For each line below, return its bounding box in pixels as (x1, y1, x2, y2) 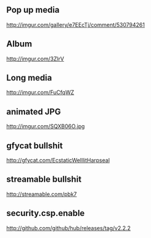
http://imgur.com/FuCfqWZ (6, 88, 75, 96)
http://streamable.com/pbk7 (6, 190, 78, 198)
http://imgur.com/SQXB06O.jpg (6, 123, 85, 130)
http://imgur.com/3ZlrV (6, 55, 64, 62)
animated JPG (6, 106, 61, 117)
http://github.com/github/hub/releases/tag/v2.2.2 (6, 224, 131, 231)
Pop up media (6, 5, 60, 15)
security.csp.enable (6, 208, 85, 218)
